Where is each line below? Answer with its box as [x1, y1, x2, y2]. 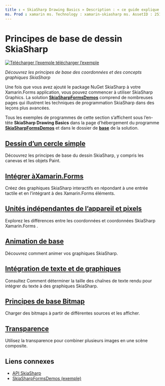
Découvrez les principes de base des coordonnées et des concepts [5, 70, 142, 75]
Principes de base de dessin [5, 33, 123, 44]
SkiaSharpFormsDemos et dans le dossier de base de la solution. [5, 125, 139, 131]
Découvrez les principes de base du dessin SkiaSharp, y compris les [5, 152, 144, 158]
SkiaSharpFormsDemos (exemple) [12, 375, 82, 381]
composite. [5, 343, 28, 349]
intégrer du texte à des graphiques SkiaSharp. [5, 283, 98, 289]
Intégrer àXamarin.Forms [5, 172, 84, 180]
